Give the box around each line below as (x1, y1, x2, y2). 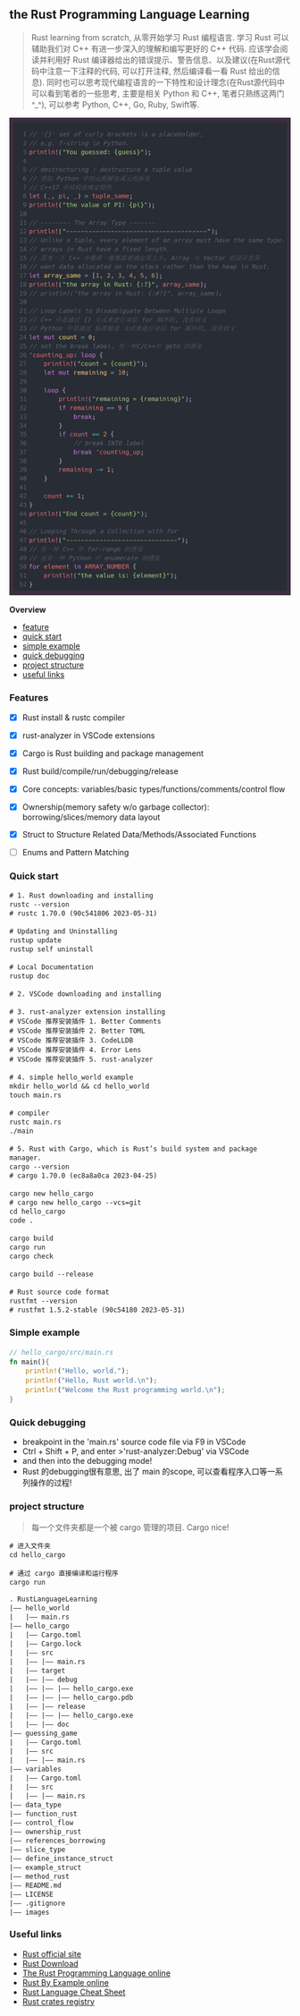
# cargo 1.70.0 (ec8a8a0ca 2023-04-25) (9, 1171, 158, 1180)
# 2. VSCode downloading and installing (9, 990, 162, 999)
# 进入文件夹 (9, 1541, 51, 1551)
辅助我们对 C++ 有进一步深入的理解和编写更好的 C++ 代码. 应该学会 (30, 43, 281, 54)
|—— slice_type (9, 1845, 66, 1854)
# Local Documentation (9, 963, 94, 972)
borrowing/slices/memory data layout (21, 812, 161, 822)
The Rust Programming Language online (21, 1968, 171, 1978)
